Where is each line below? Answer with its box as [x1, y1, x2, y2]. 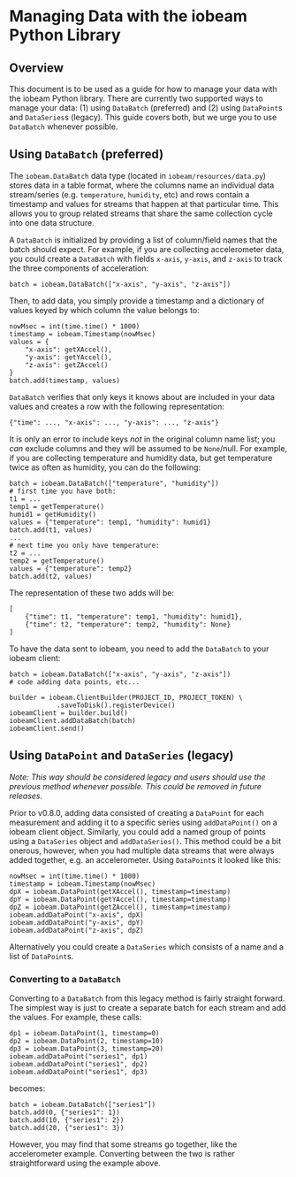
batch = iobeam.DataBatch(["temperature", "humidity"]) [9, 479, 219, 488]
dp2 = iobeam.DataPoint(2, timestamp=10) [9, 1036, 164, 1045]
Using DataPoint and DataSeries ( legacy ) [9, 748, 234, 763]
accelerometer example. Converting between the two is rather [9, 1148, 236, 1158]
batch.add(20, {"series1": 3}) [9, 1123, 125, 1132]
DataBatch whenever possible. [9, 121, 118, 132]
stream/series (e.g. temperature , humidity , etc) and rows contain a [9, 188, 250, 200]
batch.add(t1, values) [9, 525, 93, 535]
